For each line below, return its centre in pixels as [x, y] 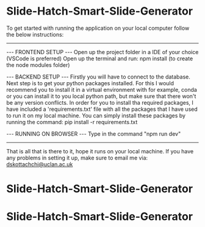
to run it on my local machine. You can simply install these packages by [96, 115]
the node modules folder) [38, 65]
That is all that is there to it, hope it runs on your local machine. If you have [100, 151]
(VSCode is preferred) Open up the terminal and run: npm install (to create [100, 58]
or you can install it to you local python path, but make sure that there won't [101, 96]
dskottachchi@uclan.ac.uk [40, 164]
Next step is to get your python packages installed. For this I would [90, 83]
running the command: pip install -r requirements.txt [72, 122]
